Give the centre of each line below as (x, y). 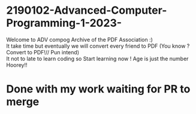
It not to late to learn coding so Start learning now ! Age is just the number (97, 58)
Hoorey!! (17, 65)
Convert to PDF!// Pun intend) (43, 52)
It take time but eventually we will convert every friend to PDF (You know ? (98, 46)
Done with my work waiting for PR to (98, 89)
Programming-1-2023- (64, 23)
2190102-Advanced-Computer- (87, 10)
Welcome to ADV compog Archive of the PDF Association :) (79, 39)
